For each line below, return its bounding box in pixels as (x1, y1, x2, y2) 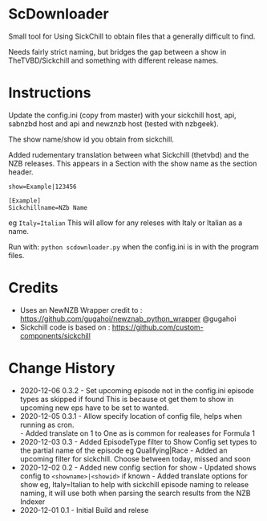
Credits (8, 279, 59, 297)
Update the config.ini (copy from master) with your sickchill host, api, (8, 110, 237, 120)
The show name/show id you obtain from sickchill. (8, 134, 175, 144)
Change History (8, 359, 115, 377)
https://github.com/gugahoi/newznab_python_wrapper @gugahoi (19, 314, 237, 323)
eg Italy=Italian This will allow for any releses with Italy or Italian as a (8, 218, 243, 228)
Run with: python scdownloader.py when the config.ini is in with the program (8, 242, 259, 252)
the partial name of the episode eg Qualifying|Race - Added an (19, 445, 228, 455)
